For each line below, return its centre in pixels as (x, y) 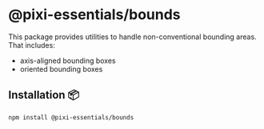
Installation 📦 (44, 95)
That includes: (32, 45)
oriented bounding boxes (61, 68)
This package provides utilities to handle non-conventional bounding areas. (133, 37)
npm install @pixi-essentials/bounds (71, 117)
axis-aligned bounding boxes (68, 61)
